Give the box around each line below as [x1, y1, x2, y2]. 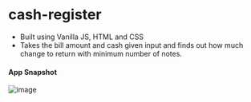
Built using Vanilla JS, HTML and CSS [19, 32, 144, 41]
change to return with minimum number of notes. [19, 49, 183, 58]
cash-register [8, 6, 102, 24]
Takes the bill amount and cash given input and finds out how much [19, 40, 244, 49]
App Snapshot [8, 67, 58, 76]
